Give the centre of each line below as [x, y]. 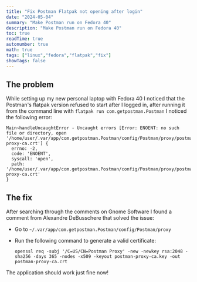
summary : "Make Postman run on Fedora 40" [59, 22]
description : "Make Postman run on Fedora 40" [64, 28]
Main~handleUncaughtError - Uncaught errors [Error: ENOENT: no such [93, 128]
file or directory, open [36, 133]
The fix [19, 197]
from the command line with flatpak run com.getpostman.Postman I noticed [96, 111]
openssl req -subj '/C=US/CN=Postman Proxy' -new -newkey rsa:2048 [98, 251]
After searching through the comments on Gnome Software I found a [89, 211]
